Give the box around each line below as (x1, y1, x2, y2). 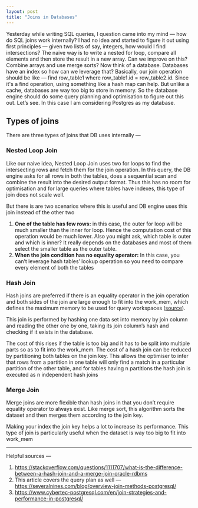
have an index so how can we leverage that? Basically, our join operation (6, 68, 183, 75)
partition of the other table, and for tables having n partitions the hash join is (6, 364, 191, 371)
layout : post (6, 8, 38, 15)
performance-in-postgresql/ (14, 495, 84, 502)
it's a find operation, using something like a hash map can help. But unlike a (6, 80, 190, 87)
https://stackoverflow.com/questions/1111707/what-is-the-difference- (14, 464, 183, 471)
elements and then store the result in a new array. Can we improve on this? (6, 55, 187, 62)
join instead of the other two (6, 208, 75, 215)
